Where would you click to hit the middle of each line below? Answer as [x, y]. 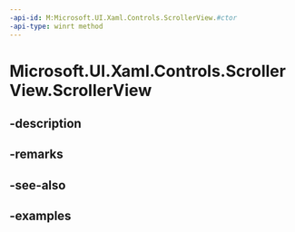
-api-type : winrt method [56, 26]
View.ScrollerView [81, 90]
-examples [40, 216]
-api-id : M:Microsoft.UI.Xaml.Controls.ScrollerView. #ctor [123, 18]
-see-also [38, 185]
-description [45, 124]
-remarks [36, 155]
